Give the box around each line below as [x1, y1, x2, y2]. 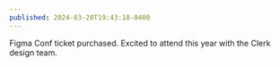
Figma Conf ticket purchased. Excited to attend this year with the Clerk [9, 38, 271, 48]
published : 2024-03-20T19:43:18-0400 [9, 13, 151, 22]
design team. [9, 46, 58, 58]
